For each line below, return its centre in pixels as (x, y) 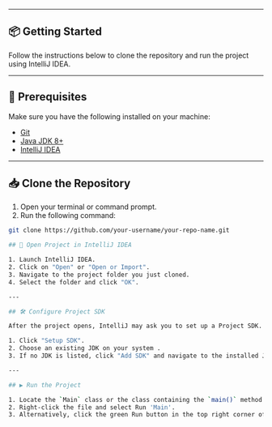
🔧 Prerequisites (48, 97)
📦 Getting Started (55, 32)
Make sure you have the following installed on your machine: (109, 116)
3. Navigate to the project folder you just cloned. (99, 275)
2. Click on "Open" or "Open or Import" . (79, 267)
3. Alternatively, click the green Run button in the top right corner (132, 415)
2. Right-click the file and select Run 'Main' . (92, 407)
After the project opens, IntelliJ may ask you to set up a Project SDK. (136, 326)
